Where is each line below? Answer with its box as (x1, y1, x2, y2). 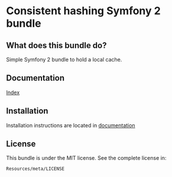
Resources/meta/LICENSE (6, 166, 65, 172)
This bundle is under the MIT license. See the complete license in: (6, 155, 167, 162)
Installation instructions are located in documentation (6, 121, 135, 128)
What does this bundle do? (6, 40, 107, 50)
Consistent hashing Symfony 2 (6, 4, 161, 18)
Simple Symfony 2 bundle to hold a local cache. (6, 56, 122, 63)
